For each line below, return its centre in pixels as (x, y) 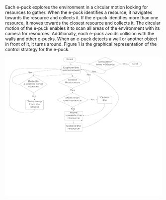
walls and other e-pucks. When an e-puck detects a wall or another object (81, 39)
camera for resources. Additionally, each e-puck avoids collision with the (80, 33)
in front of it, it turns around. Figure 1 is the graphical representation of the (81, 44)
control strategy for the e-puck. (37, 49)
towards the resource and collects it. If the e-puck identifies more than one (82, 18)
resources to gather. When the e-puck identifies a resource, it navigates (79, 12)
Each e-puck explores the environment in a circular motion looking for (77, 7)
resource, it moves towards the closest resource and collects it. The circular (83, 23)
